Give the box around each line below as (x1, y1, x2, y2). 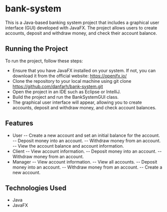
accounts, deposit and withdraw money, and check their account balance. (5, 30, 158, 36)
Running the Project (5, 44, 68, 53)
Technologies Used (5, 184, 66, 192)
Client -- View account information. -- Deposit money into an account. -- (12, 148, 162, 154)
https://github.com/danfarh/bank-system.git (12, 83, 103, 89)
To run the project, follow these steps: (5, 58, 83, 64)
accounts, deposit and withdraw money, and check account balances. (12, 104, 157, 110)
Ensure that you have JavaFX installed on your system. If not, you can (12, 67, 156, 73)
